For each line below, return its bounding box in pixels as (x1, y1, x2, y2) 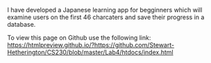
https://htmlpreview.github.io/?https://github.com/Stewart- (7, 41, 175, 49)
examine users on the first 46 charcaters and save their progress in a (7, 13, 205, 21)
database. (7, 21, 36, 28)
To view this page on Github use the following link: (7, 34, 151, 42)
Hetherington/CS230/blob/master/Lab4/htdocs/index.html (7, 48, 174, 56)
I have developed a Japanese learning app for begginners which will (7, 6, 203, 14)
